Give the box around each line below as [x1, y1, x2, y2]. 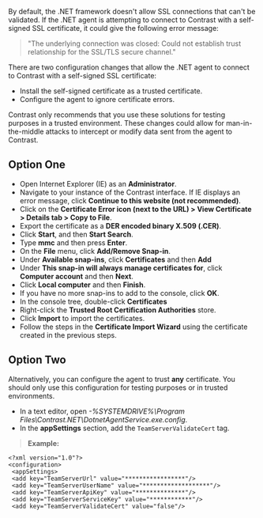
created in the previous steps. [19, 330, 117, 339]
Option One [8, 158, 66, 172]
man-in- [226, 119, 253, 127]
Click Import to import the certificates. [19, 313, 145, 323]
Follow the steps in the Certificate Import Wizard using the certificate [19, 322, 248, 331]
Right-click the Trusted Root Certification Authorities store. [19, 304, 216, 315]
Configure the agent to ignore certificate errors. [19, 95, 175, 104]
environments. [8, 391, 55, 400]
